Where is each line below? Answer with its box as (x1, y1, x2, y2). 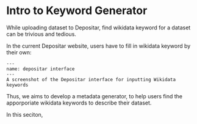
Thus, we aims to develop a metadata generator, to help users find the (6, 92, 183, 100)
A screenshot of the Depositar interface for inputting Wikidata (6, 76, 176, 82)
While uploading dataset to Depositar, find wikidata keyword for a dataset (6, 24, 191, 31)
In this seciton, (6, 111, 43, 118)
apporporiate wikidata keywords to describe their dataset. (6, 99, 152, 106)
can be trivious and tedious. (6, 30, 76, 37)
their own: (6, 48, 32, 56)
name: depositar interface (6, 65, 75, 72)
